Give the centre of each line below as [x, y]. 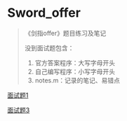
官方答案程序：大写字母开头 [75, 63]
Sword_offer [44, 13]
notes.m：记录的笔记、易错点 [78, 80]
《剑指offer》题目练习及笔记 [65, 33]
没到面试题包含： [49, 48]
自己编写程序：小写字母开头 [75, 71]
